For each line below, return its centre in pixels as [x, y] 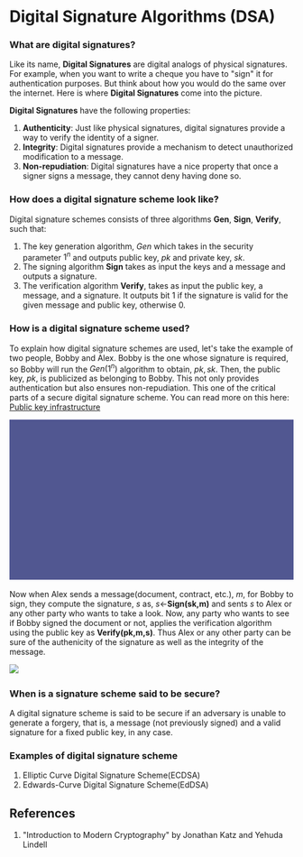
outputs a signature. [60, 276]
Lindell [35, 844]
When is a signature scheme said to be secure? [115, 694]
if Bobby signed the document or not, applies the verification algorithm [141, 622]
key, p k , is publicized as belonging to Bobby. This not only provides [134, 378]
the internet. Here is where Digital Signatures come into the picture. [136, 93]
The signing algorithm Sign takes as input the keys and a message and [154, 267]
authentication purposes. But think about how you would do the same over [148, 84]
